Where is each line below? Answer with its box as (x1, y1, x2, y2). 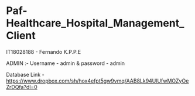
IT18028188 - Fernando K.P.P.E (6, 48, 81, 55)
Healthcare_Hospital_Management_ (6, 16, 184, 30)
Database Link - (6, 71, 45, 78)
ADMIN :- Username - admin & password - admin (6, 60, 125, 67)
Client (6, 29, 36, 42)
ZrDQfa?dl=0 (6, 83, 38, 90)
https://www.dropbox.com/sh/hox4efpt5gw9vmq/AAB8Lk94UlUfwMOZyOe (6, 77, 189, 84)
